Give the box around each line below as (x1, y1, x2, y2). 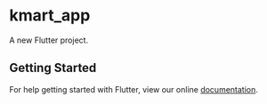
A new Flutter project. (9, 35, 89, 45)
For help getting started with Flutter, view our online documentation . (9, 84, 258, 94)
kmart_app (9, 5, 91, 26)
